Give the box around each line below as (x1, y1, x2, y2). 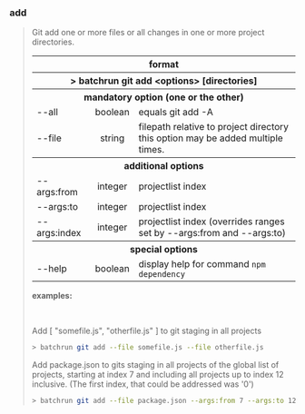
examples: (31, 291, 73, 301)
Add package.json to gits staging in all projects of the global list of (31, 360, 280, 370)
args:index (35, 227, 82, 240)
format (148, 58, 179, 71)
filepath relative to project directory (138, 121, 289, 133)
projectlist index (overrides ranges (138, 215, 285, 228)
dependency (138, 270, 186, 280)
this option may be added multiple (138, 132, 283, 144)
